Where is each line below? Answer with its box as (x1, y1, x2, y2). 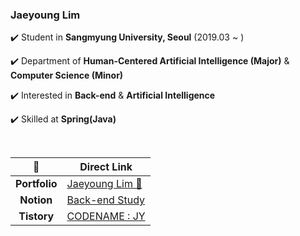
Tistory (18, 209, 55, 223)
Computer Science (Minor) (10, 69, 124, 82)
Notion (19, 193, 53, 207)
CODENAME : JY (66, 209, 146, 223)
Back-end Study (66, 193, 145, 207)
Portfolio (15, 177, 58, 191)
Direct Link (79, 160, 133, 174)
